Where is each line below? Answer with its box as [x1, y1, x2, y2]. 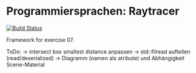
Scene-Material [6, 61, 46, 68]
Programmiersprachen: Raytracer [6, 4, 180, 18]
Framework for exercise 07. [6, 36, 75, 43]
